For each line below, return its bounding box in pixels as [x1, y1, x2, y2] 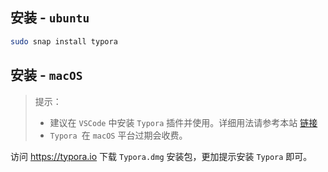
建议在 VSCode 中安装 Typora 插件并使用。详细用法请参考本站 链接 [49, 116, 318, 128]
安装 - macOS [10, 67, 83, 84]
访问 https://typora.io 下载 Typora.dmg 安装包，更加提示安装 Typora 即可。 [10, 150, 313, 162]
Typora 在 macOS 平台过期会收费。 [49, 129, 188, 141]
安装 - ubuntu [10, 9, 90, 27]
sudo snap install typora [10, 36, 118, 47]
